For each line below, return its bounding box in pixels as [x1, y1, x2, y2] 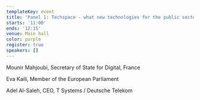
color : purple [6, 36, 42, 42]
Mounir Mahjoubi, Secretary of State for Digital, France [6, 64, 140, 71]
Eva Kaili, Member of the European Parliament [6, 75, 119, 82]
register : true [6, 42, 44, 48]
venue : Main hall [6, 31, 49, 37]
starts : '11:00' [6, 20, 46, 26]
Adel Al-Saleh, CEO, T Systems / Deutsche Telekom [6, 87, 133, 94]
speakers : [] [6, 48, 39, 54]
